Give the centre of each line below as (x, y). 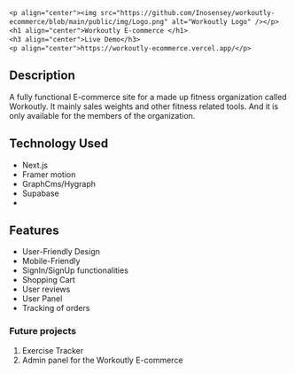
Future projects (43, 331)
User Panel (42, 299)
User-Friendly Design (61, 252)
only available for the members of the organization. (102, 115)
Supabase (40, 193)
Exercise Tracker (53, 350)
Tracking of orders (56, 308)
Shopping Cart (48, 280)
